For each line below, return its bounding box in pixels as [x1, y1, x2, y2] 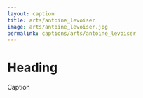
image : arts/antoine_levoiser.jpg [7, 23, 109, 30]
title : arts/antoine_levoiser [7, 17, 96, 24]
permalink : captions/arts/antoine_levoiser [7, 29, 137, 37]
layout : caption [7, 10, 55, 17]
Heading [7, 60, 58, 76]
